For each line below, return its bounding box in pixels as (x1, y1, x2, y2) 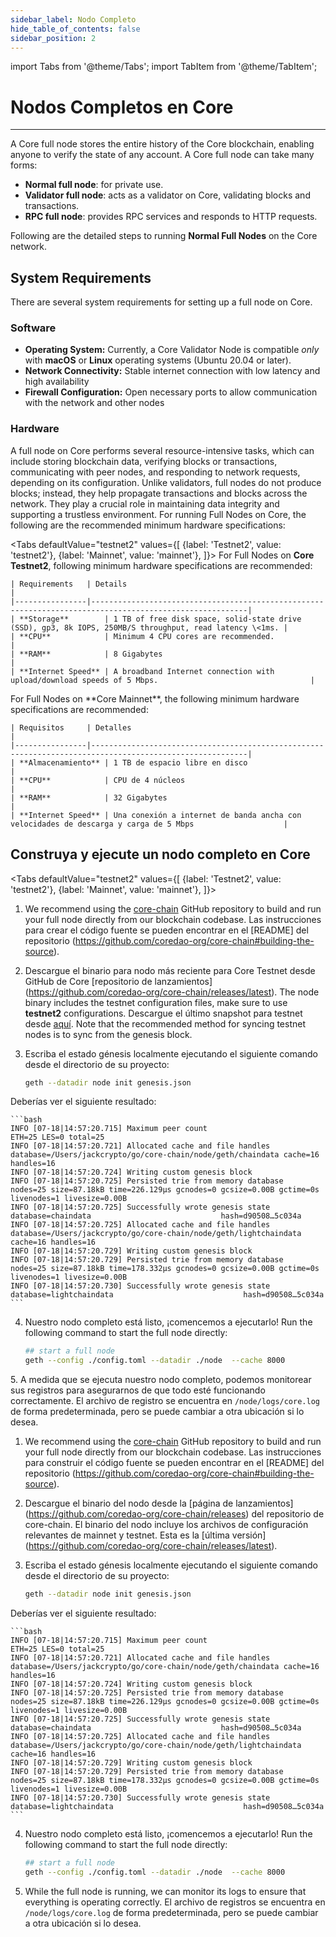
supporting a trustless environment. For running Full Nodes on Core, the (10, 508, 307, 520)
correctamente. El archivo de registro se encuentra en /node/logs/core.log (10, 1395, 320, 1407)
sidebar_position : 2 (10, 33, 97, 43)
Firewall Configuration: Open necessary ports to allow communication (24, 386, 318, 398)
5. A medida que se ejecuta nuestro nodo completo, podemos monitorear (10, 1374, 312, 1386)
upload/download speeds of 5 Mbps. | (10, 675, 315, 685)
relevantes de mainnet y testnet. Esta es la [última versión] (24, 1529, 267, 1541)
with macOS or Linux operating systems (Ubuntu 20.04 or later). (24, 354, 292, 366)
